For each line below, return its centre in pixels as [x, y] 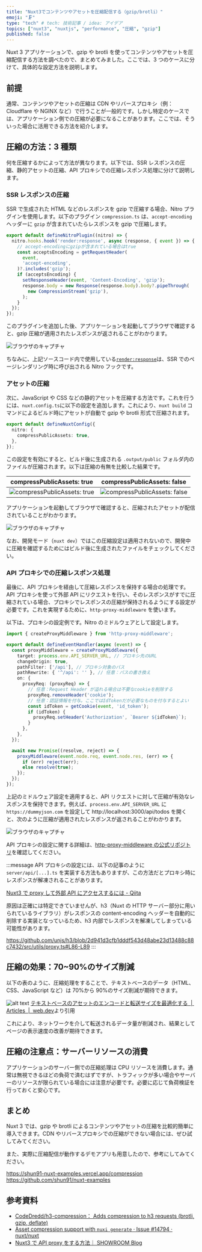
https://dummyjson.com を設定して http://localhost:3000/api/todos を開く [96, 811]
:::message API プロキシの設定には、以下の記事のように [76, 865]
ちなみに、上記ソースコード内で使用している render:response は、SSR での [98, 359]
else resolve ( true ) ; [48, 767]
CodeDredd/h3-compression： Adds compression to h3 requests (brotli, [105, 1216]
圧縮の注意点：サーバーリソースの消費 [77, 1052]
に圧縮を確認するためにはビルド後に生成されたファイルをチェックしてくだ [98, 548]
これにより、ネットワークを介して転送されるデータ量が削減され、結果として [101, 1023]
